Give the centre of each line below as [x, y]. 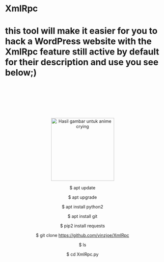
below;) [21, 73]
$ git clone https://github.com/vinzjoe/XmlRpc [82, 236]
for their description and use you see [82, 62]
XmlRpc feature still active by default [82, 52]
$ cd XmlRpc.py [82, 254]
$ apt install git [82, 216]
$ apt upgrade [82, 197]
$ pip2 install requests [82, 226]
